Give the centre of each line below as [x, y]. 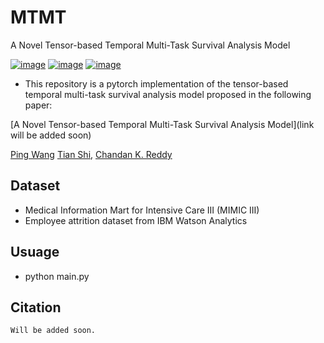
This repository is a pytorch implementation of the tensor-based [156, 83]
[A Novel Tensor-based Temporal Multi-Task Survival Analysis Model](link [162, 124]
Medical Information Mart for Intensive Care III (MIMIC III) [142, 210]
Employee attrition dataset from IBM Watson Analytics [136, 220]
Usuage [35, 252]
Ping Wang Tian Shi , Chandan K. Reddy [91, 154]
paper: [38, 105]
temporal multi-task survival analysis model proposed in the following [168, 94]
